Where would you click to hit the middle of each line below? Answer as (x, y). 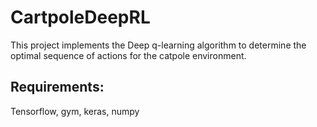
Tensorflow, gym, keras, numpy (75, 111)
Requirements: (57, 87)
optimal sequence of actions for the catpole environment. (128, 55)
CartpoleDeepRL (80, 17)
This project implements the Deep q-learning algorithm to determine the (158, 45)
